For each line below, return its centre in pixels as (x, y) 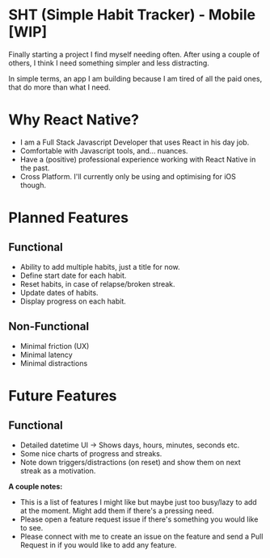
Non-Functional (49, 327)
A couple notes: (36, 486)
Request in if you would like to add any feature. (98, 545)
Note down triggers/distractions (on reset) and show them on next (130, 462)
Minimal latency (46, 355)
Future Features (63, 395)
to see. (32, 527)
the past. (35, 168)
